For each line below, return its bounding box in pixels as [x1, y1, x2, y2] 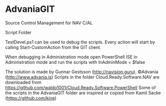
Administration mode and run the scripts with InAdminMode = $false [5, 59, 145, 65]
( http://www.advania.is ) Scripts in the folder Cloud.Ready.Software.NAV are [5, 74, 160, 80]
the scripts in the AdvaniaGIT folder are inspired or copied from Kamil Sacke [5, 90, 161, 96]
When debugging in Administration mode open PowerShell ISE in [5, 53, 138, 60]
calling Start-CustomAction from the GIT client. [5, 44, 101, 50]
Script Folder [5, 29, 32, 35]
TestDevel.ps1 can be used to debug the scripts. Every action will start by [5, 39, 156, 45]
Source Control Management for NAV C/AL [5, 20, 93, 26]
